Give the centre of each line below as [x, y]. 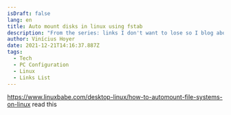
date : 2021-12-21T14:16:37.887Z [53, 45]
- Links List [32, 77]
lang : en [20, 20]
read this [44, 105]
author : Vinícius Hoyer [41, 39]
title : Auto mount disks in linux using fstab [75, 26]
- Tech [23, 59]
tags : [15, 52]
